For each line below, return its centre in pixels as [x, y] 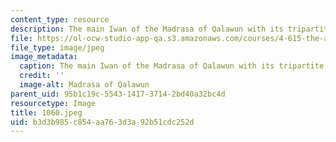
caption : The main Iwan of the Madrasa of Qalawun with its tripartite [172, 66]
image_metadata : [44, 57]
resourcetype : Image [53, 103]
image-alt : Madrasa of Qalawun [84, 85]
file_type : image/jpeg [57, 47]
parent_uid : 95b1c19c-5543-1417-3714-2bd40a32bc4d [118, 94]
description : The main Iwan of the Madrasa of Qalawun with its [147, 29]
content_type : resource [60, 19]
